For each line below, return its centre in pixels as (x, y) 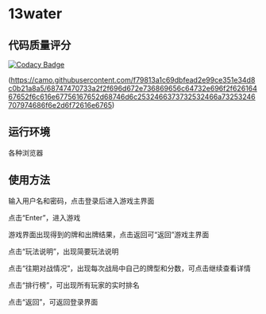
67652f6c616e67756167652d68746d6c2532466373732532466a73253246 (132, 97)
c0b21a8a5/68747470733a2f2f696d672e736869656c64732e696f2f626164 (133, 88)
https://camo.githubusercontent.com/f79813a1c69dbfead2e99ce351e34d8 (133, 80)
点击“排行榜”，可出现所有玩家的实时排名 (74, 285)
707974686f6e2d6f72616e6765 (60, 105)
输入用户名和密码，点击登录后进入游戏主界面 (81, 201)
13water (35, 14)
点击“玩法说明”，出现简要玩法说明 (64, 251)
